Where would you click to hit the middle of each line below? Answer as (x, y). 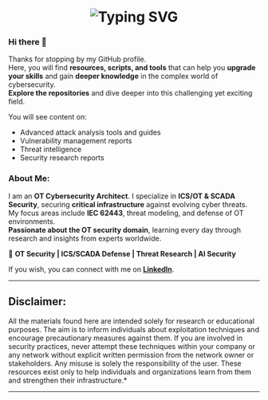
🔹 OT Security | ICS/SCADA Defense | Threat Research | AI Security (122, 253)
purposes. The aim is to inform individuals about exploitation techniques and (134, 329)
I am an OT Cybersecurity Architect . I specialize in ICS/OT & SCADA (122, 196)
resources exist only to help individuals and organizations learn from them (130, 371)
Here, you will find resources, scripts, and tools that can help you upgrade (132, 68)
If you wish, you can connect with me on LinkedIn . (91, 269)
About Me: (29, 178)
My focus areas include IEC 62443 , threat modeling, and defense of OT (126, 213)
